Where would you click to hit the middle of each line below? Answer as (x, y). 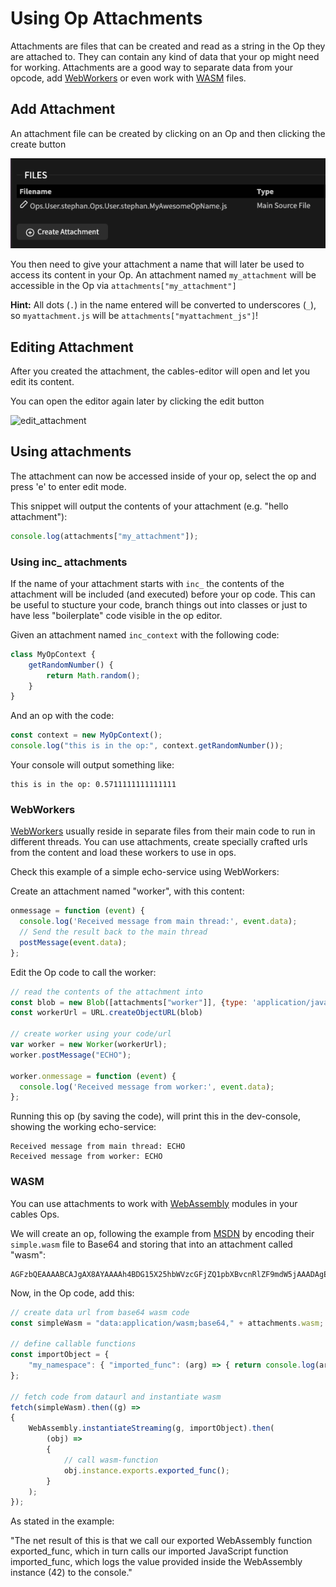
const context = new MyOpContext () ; (86, 735)
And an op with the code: (62, 716)
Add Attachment (63, 109)
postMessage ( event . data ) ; (73, 942)
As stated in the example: (62, 1521)
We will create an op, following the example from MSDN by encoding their (162, 1233)
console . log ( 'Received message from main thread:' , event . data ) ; (158, 922)
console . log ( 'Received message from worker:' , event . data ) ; (147, 1087)
